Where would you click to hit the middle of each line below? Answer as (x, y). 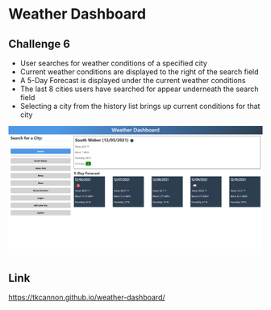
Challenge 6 (40, 44)
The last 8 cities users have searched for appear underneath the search (139, 89)
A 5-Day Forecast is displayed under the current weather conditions (133, 80)
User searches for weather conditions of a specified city (114, 63)
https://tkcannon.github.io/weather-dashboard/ (87, 297)
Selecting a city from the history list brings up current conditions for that (140, 106)
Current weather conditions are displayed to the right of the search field (140, 72)
